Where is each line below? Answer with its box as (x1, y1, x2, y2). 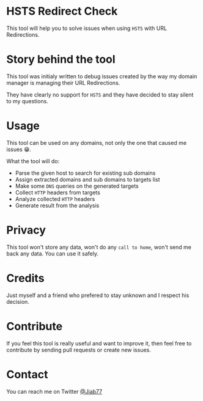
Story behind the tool (6, 53, 116, 67)
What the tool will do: (6, 157, 60, 164)
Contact (6, 367, 48, 381)
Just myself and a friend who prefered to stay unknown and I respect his (6, 292, 190, 299)
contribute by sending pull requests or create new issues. (6, 346, 152, 353)
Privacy (6, 223, 46, 237)
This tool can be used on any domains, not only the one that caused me (6, 139, 187, 146)
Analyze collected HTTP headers (15, 195, 95, 202)
